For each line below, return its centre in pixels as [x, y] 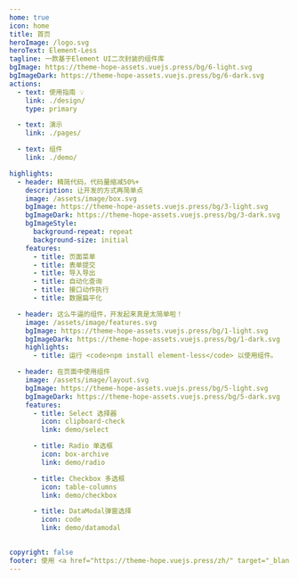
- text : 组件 [40, 149]
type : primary [51, 109]
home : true [29, 17]
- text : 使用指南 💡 [51, 92]
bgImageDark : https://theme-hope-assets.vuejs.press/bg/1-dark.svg [153, 339]
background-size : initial [81, 240]
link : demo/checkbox [79, 495]
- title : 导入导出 [64, 273]
